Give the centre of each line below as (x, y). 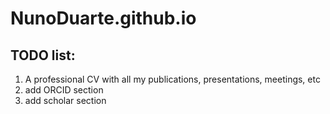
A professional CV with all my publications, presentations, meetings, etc (172, 79)
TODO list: (43, 55)
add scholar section (65, 100)
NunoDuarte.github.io (103, 18)
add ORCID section (64, 90)
